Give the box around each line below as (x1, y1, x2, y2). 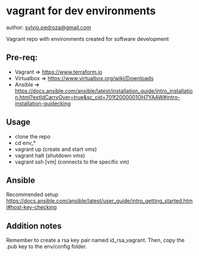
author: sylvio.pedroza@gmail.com (6, 24, 91, 31)
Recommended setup (6, 191, 59, 198)
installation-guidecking (14, 100, 71, 107)
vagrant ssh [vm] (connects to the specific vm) (14, 158, 130, 165)
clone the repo (14, 132, 51, 140)
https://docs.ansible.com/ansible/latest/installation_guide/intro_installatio (14, 87, 193, 94)
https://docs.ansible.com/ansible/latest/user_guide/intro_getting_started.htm (6, 197, 193, 204)
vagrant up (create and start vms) (14, 146, 97, 153)
